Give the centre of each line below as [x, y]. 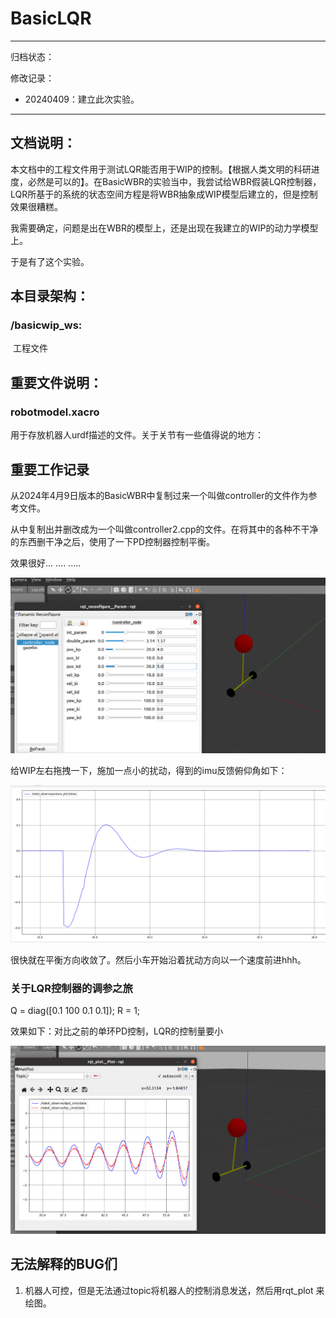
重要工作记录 [50, 469]
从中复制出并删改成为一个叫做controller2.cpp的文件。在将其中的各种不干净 [164, 529]
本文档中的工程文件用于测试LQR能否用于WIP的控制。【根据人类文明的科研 [161, 169]
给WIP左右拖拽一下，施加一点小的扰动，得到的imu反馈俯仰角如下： [149, 770]
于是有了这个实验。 [50, 261]
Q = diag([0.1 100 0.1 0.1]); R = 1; [75, 1011]
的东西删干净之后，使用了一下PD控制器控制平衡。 [113, 541]
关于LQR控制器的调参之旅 [71, 988]
